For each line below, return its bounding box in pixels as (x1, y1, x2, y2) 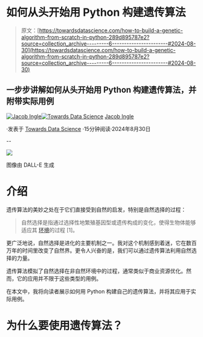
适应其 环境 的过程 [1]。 (21, 226, 79, 233)
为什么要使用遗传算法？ (6, 319, 123, 332)
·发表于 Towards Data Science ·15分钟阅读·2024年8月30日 (6, 125, 151, 132)
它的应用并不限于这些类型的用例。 (16, 275, 101, 282)
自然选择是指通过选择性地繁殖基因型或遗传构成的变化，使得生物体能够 (21, 219, 196, 226)
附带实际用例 (6, 96, 54, 107)
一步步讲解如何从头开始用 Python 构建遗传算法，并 (6, 85, 197, 95)
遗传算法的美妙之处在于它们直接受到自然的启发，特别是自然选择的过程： (6, 205, 186, 213)
